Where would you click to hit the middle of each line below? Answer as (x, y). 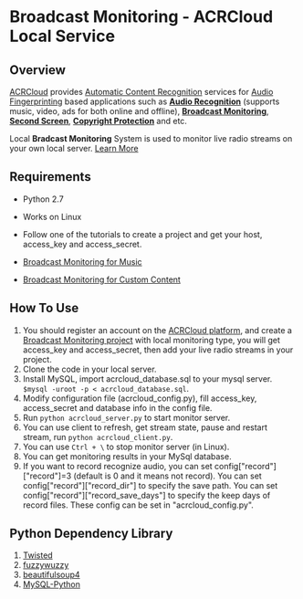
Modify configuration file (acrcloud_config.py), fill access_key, (140, 398)
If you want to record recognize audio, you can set (117, 466)
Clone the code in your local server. (89, 369)
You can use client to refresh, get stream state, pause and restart (145, 427)
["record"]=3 (47, 476)
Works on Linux (52, 216)
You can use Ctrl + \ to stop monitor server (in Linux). (126, 447)
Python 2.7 (43, 199)
